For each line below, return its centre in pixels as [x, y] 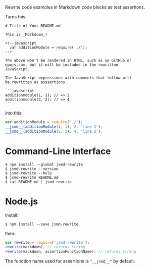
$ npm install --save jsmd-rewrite [42, 224]
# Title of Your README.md [33, 26]
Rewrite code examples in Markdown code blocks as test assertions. [75, 7]
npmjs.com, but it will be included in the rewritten [62, 65]
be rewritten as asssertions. [36, 82]
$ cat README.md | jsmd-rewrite [38, 182]
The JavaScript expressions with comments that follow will [69, 78]
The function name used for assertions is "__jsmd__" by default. [70, 261]
